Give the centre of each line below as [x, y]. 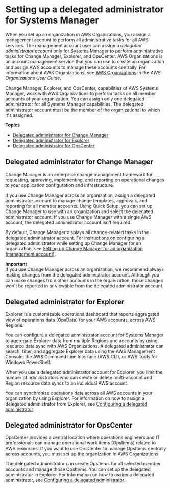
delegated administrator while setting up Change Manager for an [73, 243]
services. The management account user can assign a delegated [74, 45]
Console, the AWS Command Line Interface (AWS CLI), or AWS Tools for [81, 356]
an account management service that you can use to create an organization [85, 61]
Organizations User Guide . [33, 78]
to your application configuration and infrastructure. [60, 185]
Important [16, 264]
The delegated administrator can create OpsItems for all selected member [83, 464]
